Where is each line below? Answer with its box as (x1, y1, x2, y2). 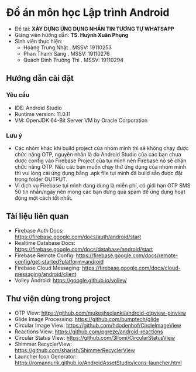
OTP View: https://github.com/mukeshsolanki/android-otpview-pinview (14, 309, 187, 316)
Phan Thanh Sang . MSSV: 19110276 (23, 50, 110, 57)
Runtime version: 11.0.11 (14, 110, 71, 117)
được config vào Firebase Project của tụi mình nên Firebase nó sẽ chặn (14, 157, 187, 164)
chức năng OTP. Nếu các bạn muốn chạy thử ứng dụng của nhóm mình (14, 163, 186, 170)
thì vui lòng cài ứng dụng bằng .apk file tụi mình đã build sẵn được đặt (14, 169, 183, 176)
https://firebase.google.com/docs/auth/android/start (14, 233, 142, 240)
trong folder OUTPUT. (14, 176, 68, 183)
